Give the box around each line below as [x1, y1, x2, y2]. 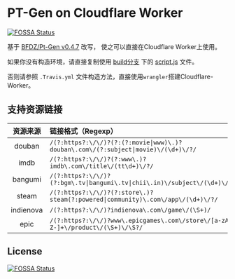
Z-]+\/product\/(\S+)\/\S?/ [49, 223, 143, 231]
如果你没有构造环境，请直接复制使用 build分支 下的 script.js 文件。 [7, 57, 199, 66]
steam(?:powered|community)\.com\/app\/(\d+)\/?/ [49, 195, 218, 203]
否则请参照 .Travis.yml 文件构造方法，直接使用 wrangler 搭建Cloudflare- [7, 72, 213, 81]
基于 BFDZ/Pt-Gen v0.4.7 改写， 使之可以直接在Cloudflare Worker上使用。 [7, 42, 222, 50]
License [7, 245, 43, 257]
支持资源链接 [7, 104, 63, 116]
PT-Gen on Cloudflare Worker [7, 5, 183, 21]
